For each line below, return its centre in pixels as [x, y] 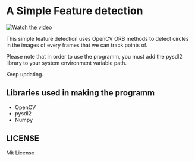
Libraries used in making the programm [81, 93]
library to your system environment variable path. [66, 63]
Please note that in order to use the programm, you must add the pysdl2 [94, 56]
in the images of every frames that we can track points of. [77, 45]
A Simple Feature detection [75, 11]
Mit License [20, 153]
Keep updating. [25, 74]
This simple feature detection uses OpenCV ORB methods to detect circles [97, 38]
